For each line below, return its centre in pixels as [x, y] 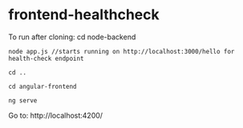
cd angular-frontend [43, 86]
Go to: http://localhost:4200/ [55, 115]
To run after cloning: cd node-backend [72, 37]
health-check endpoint [46, 58]
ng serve [23, 100]
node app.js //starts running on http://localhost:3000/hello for [121, 51]
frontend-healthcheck [84, 15]
